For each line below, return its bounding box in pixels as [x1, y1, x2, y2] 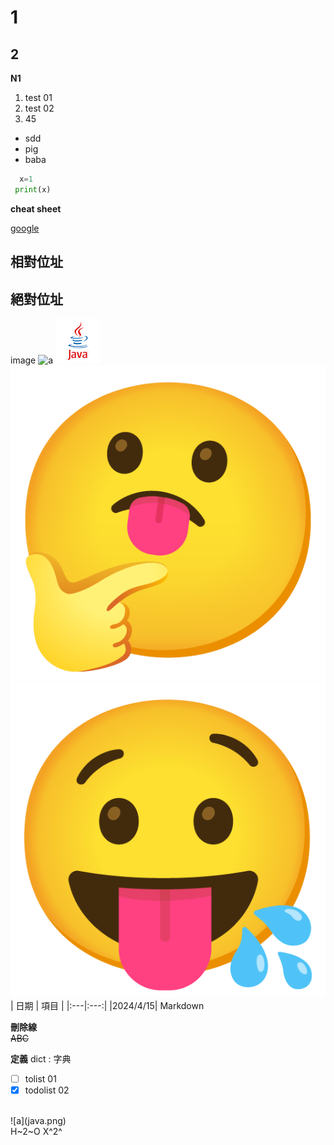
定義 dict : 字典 [10, 1052, 72, 1065]
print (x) [14, 184, 52, 195]
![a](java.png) [10, 1115, 67, 1127]
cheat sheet [10, 202, 62, 215]
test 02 [24, 102, 55, 114]
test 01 [24, 92, 53, 103]
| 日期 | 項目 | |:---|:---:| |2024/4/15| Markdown [10, 999, 205, 1011]
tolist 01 [24, 1072, 57, 1085]
